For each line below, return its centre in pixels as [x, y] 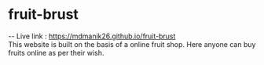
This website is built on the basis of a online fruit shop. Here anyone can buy [132, 44]
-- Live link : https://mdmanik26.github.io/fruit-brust [92, 36]
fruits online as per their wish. [56, 52]
